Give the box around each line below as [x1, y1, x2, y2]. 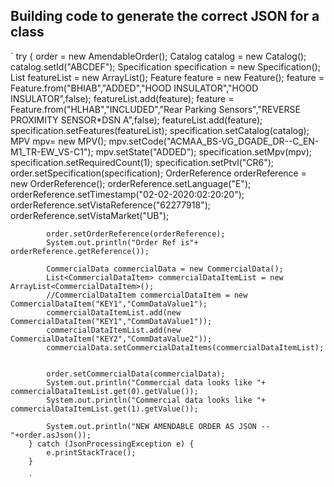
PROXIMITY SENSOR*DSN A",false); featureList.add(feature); [10, 114, 263, 126]
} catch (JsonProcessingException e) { [28, 439, 195, 449]
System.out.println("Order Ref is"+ [46, 237, 199, 248]
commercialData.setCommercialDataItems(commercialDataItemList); [46, 342, 325, 353]
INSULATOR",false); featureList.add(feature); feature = [10, 92, 235, 104]
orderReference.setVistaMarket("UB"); [10, 209, 170, 221]
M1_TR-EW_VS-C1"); [10, 145, 94, 158]
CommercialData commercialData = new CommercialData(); [46, 264, 284, 274]
